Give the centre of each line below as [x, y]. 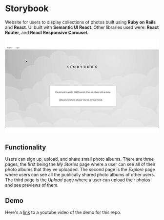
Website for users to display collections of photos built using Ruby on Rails [81, 22]
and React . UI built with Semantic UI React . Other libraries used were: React [82, 27]
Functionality [26, 147]
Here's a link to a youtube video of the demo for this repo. [63, 212]
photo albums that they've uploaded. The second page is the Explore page [80, 170]
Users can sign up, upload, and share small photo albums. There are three [80, 159]
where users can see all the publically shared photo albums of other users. [80, 175]
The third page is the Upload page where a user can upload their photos [78, 180]
